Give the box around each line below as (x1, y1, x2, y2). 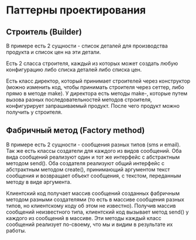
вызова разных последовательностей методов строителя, (6, 96, 152, 103)
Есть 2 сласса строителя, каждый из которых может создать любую (6, 60, 178, 67)
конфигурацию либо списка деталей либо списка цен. (6, 66, 142, 73)
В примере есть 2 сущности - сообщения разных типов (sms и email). (6, 141, 181, 148)
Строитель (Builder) (6, 27, 82, 37)
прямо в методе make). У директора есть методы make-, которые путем (6, 90, 188, 97)
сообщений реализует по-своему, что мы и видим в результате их (6, 221, 173, 228)
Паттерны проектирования (6, 4, 146, 17)
